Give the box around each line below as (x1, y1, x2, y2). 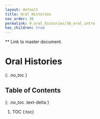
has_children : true (5, 25, 45, 30)
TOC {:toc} (12, 109, 34, 115)
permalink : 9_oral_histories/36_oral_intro (5, 21, 96, 26)
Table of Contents (5, 86, 61, 95)
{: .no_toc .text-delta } (5, 99, 50, 105)
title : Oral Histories (5, 12, 51, 17)
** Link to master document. (5, 39, 62, 45)
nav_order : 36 (5, 16, 34, 21)
